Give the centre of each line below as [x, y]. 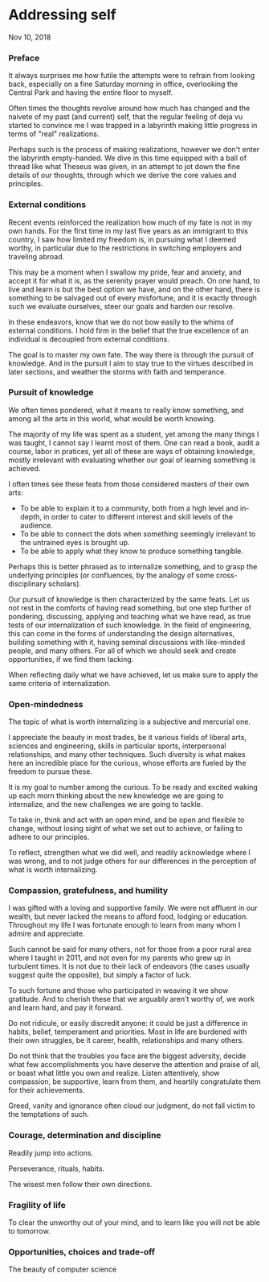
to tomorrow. [29, 1231]
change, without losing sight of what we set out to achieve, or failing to [125, 829]
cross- [227, 575]
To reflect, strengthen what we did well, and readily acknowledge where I [130, 853]
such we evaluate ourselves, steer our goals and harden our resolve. [122, 306]
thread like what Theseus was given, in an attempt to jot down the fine [124, 167]
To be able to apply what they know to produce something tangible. [131, 551]
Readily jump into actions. [51, 1152]
